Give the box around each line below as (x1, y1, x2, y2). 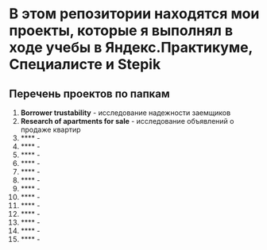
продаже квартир (20, 125, 82, 134)
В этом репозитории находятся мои (9, 5, 260, 23)
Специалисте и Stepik (9, 56, 161, 74)
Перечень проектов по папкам (9, 87, 170, 100)
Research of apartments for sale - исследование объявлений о (20, 117, 234, 125)
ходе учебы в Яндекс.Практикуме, (9, 39, 253, 56)
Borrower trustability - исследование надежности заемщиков (20, 108, 231, 117)
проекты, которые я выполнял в (9, 21, 234, 40)
